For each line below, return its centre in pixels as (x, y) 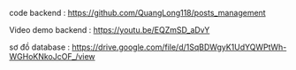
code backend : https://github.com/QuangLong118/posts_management (138, 13)
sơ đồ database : (40, 47)
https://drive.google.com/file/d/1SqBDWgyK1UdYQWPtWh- (179, 47)
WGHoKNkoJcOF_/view (52, 56)
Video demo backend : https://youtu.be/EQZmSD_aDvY (110, 30)
